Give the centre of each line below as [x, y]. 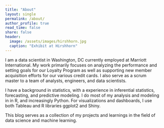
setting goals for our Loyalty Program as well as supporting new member [79, 70]
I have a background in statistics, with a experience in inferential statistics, [80, 90]
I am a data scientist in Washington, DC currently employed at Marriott [76, 60]
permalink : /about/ [25, 19]
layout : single [21, 14]
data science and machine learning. [41, 120]
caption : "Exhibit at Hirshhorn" [44, 46]
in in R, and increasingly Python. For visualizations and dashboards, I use [79, 100]
